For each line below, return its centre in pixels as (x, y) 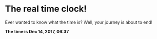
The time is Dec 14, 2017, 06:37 (37, 31)
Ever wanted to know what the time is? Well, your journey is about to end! (79, 22)
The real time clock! (46, 9)
